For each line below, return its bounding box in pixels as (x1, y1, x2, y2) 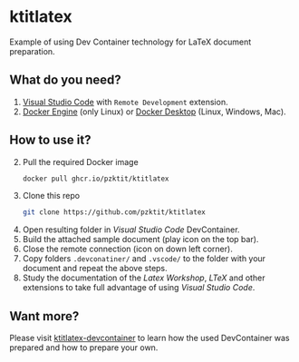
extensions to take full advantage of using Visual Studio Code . (22, 282, 256, 293)
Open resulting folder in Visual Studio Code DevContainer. (22, 224, 240, 235)
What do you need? (9, 73, 122, 88)
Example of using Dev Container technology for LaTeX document (9, 36, 252, 47)
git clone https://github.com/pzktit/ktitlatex (22, 208, 206, 217)
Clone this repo (22, 191, 80, 201)
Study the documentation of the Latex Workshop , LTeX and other (22, 272, 265, 283)
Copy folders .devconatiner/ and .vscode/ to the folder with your (22, 253, 265, 264)
